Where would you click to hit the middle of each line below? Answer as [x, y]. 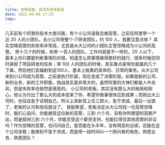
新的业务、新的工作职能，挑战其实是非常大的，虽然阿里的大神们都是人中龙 [80, 83]
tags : [11, 19]
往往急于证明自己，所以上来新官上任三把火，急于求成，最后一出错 [89, 101]
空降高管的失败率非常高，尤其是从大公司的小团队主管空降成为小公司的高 [82, 46]
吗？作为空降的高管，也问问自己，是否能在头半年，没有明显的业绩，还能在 [80, 125]
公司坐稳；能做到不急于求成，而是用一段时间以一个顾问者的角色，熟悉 [80, 132]
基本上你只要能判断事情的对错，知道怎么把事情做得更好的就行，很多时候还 [80, 58]
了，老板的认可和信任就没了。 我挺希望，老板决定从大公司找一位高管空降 [79, 107]
